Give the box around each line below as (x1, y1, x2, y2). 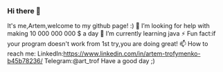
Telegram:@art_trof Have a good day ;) (44, 57, 156, 65)
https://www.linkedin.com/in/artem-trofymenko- (63, 49, 201, 58)
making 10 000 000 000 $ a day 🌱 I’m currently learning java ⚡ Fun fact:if (7, 29, 216, 38)
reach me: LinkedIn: (7, 49, 64, 58)
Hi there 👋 (7, 6, 42, 16)
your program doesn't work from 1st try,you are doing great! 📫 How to (7, 40, 208, 48)
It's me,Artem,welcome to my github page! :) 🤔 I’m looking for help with (7, 22, 210, 30)
